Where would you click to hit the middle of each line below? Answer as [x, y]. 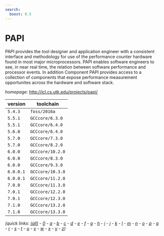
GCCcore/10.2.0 [48, 152]
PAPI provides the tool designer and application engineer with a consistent [80, 52]
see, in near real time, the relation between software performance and [75, 67]
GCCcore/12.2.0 [48, 192]
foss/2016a [43, 112]
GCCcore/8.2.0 [46, 145]
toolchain [48, 104]
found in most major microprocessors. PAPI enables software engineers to [80, 62]
